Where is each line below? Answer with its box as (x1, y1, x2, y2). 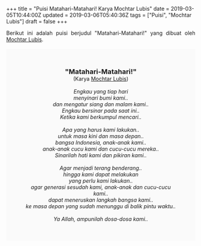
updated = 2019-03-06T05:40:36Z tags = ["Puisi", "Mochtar (43, 11, 192, 19)
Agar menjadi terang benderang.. (59, 164, 142, 172)
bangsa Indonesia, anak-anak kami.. (55, 139, 147, 146)
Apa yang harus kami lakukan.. (62, 126, 140, 133)
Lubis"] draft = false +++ (6, 18, 68, 25)
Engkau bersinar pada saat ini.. (62, 107, 140, 114)
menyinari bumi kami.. (73, 94, 128, 101)
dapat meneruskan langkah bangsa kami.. (48, 196, 154, 203)
